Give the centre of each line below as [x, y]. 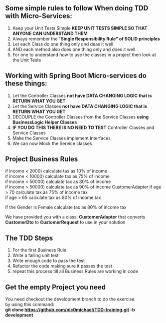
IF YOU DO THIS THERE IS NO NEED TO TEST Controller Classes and [83, 127]
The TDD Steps [29, 238]
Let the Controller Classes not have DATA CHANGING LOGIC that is [82, 95]
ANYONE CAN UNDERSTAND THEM [50, 33]
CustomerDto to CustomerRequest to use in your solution [65, 222]
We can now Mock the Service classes [52, 143]
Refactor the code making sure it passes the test [62, 266]
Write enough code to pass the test [49, 261]
